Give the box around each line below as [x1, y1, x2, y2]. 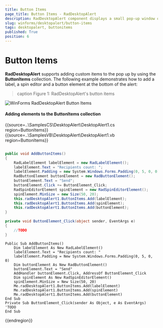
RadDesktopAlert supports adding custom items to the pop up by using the [5, 71, 156, 77]
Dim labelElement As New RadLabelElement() [14, 245, 103, 250]
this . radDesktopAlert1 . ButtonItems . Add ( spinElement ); [14, 201, 125, 206]
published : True [5, 30, 38, 34]
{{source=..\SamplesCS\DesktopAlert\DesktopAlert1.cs [5, 122, 115, 128]
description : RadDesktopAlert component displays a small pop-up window [5, 16, 155, 21]
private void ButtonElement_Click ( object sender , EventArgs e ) [5, 219, 136, 224]
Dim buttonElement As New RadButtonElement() [14, 262, 108, 267]
